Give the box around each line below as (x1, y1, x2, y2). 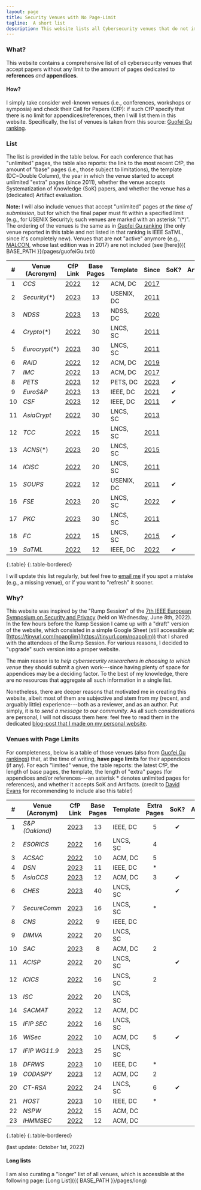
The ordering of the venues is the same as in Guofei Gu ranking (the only (6, 222, 185, 229)
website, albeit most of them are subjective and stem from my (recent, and (6, 694, 190, 702)
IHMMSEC (23, 1116, 52, 1125)
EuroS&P (23, 388, 48, 396)
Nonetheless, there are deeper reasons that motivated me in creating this (6, 688, 187, 696)
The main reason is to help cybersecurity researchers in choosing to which (6, 657, 191, 664)
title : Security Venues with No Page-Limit (6, 14, 117, 20)
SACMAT (23, 1006, 48, 1014)
